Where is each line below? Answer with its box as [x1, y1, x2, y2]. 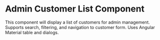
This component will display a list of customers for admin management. [5, 19, 150, 25]
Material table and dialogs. [5, 29, 59, 35]
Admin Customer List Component [5, 3, 145, 14]
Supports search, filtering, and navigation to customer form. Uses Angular [5, 24, 155, 30]
